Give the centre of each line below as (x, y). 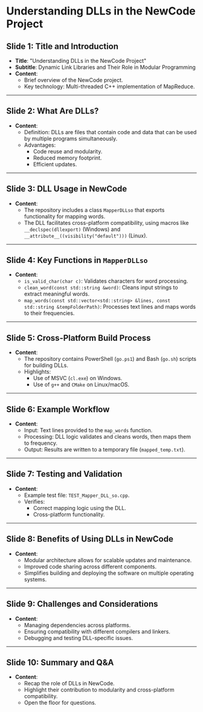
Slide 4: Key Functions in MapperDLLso (77, 260)
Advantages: (40, 145)
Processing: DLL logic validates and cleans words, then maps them (108, 437)
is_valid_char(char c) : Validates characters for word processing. (106, 281)
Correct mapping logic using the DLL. (80, 508)
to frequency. (41, 443)
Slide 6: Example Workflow (58, 409)
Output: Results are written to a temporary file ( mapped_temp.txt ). (105, 450)
